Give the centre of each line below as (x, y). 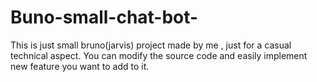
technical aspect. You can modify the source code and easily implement (159, 55)
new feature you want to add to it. (80, 66)
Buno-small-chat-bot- (104, 17)
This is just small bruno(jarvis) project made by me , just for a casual (151, 45)
